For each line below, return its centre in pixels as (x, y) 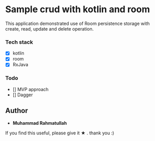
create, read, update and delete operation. (50, 29)
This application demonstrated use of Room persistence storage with (77, 23)
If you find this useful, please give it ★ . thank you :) (60, 133)
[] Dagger (23, 95)
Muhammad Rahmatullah (40, 123)
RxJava (20, 65)
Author (17, 111)
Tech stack (19, 42)
